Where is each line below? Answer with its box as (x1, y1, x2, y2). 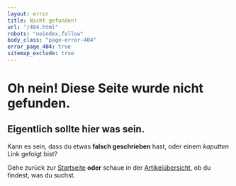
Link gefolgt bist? (7, 149, 58, 158)
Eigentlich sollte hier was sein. (7, 123, 145, 135)
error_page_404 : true (7, 43, 72, 50)
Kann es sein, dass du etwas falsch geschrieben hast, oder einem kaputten (7, 142, 229, 151)
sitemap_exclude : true (7, 50, 74, 57)
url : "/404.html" (7, 23, 59, 30)
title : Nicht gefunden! (7, 17, 78, 24)
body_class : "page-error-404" (7, 37, 97, 44)
